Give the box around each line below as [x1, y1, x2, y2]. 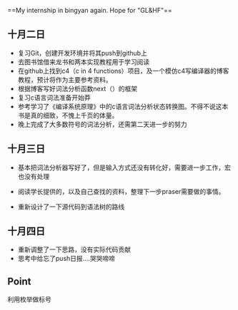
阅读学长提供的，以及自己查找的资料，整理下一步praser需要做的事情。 [17, 187, 225, 195]
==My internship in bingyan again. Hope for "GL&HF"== [7, 6, 173, 14]
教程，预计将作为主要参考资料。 [17, 75, 112, 84]
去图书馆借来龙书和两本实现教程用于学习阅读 [17, 57, 150, 66]
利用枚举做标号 [7, 295, 51, 304]
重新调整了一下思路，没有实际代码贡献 [17, 245, 131, 254]
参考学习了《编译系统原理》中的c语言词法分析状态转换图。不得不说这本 [17, 102, 229, 110]
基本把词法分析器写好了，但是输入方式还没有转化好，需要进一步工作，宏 [17, 163, 231, 172]
